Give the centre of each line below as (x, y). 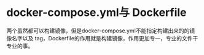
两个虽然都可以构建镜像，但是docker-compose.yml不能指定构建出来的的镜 (101, 31)
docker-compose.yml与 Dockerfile (96, 13)
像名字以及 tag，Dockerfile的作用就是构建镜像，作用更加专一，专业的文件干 (102, 38)
